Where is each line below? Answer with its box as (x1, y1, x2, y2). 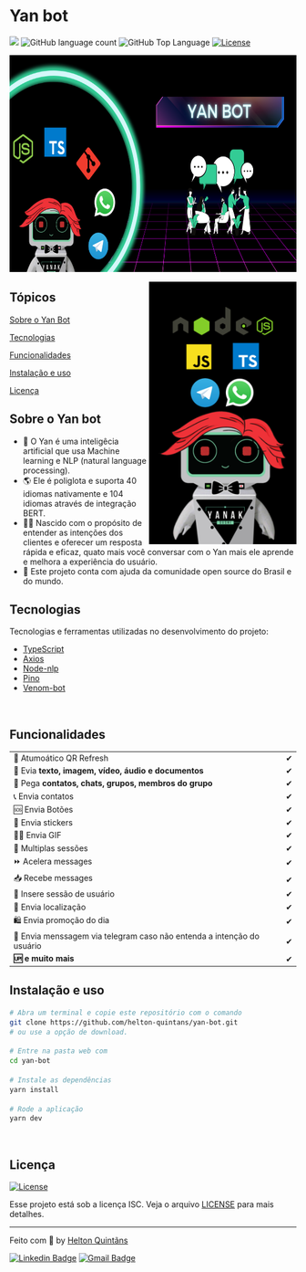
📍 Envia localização (13, 901, 87, 912)
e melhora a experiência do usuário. (22, 556, 158, 567)
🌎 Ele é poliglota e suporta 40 (22, 475, 137, 486)
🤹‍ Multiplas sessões (13, 842, 88, 854)
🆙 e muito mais (13, 953, 75, 964)
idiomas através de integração (22, 498, 137, 509)
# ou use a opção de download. (9, 1027, 128, 1036)
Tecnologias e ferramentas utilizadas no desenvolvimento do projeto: (9, 626, 269, 637)
